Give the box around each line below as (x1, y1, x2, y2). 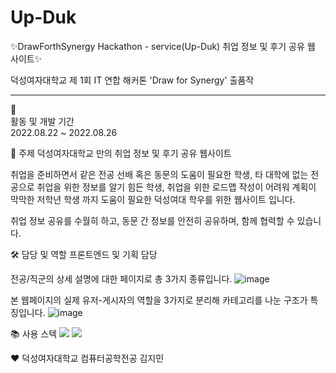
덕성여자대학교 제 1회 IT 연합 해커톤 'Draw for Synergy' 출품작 (10, 74, 255, 86)
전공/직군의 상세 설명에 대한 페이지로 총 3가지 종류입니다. (10, 272, 233, 285)
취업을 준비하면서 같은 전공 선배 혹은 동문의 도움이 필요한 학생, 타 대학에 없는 (10, 168, 309, 180)
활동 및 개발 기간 (10, 115, 75, 127)
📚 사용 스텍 (10, 327, 58, 340)
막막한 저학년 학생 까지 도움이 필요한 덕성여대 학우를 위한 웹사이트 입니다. (10, 193, 296, 205)
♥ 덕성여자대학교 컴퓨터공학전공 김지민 (10, 352, 165, 364)
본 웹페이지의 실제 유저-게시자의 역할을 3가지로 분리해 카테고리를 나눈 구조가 (10, 294, 308, 306)
